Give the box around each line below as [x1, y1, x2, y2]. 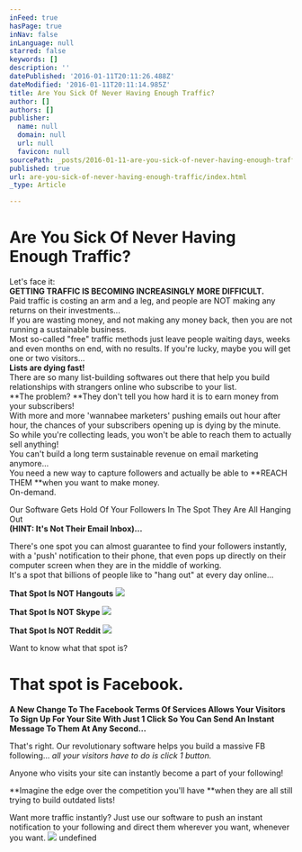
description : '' [9, 64, 70, 73]
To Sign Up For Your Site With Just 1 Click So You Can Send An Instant [9, 713, 275, 724]
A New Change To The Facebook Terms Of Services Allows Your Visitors [9, 704, 286, 714]
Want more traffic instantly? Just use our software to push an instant [9, 812, 263, 822]
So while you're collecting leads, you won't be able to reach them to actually [9, 430, 292, 440]
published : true [9, 164, 70, 173]
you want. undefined [9, 832, 97, 843]
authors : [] [9, 105, 54, 114]
